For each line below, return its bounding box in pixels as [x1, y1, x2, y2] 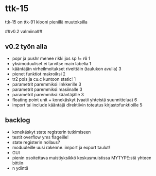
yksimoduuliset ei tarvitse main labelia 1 [12, 60, 91, 66]
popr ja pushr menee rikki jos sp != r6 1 [12, 55, 90, 61]
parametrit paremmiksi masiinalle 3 [12, 86, 83, 92]
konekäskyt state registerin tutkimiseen [12, 129, 91, 135]
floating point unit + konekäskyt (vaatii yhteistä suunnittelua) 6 [12, 97, 138, 103]
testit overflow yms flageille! [12, 134, 69, 140]
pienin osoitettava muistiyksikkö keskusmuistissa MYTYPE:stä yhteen [12, 155, 152, 160]
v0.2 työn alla [5, 42, 48, 51]
